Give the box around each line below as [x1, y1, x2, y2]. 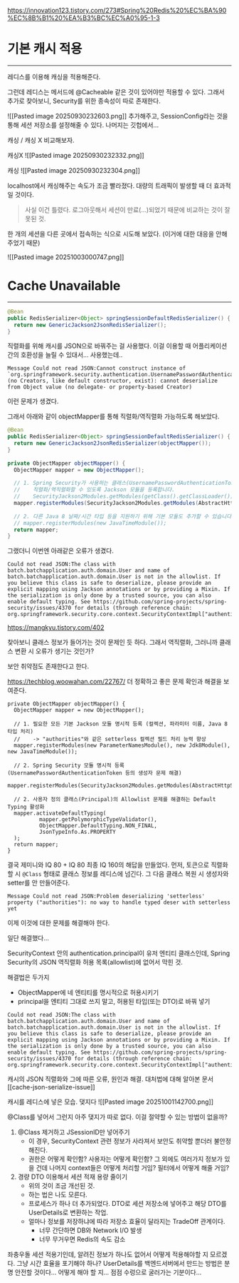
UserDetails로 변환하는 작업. [28, 1208, 109, 1217]
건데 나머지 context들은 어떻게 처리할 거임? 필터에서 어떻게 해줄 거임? [36, 1164, 230, 1172]
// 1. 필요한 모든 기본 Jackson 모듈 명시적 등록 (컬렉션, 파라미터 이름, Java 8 [14, 720, 228, 728]
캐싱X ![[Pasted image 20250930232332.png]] [7, 151, 144, 159]
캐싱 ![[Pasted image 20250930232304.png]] [7, 166, 141, 174]
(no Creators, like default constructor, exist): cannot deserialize [7, 378, 218, 385]
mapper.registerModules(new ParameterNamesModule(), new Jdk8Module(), [14, 742, 231, 749]
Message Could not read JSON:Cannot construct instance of [7, 365, 186, 372]
